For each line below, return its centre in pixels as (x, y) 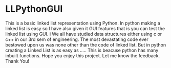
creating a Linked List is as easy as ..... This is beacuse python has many (82, 50)
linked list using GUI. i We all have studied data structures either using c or (84, 34)
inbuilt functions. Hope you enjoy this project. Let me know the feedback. (83, 55)
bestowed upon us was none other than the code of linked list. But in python (86, 44)
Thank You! (17, 61)
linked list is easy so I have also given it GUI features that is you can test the (85, 28)
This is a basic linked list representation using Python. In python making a (83, 23)
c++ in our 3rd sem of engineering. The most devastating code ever (77, 39)
